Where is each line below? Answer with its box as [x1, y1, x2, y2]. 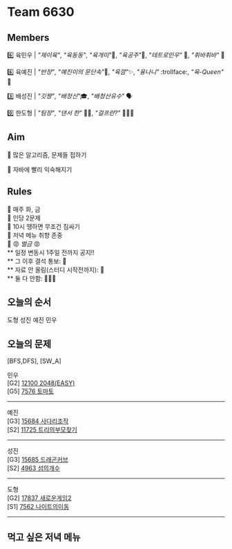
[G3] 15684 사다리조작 [7, 417, 69, 425]
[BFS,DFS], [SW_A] [7, 357, 62, 365]
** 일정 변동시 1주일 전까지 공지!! [7, 248, 95, 257]
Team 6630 [7, 4, 75, 20]
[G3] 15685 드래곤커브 [7, 456, 69, 464]
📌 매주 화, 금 [7, 205, 41, 213]
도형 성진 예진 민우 [7, 316, 57, 324]
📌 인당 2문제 [7, 214, 41, 222]
